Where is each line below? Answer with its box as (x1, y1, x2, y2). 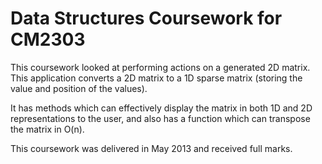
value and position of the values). (10, 82, 148, 94)
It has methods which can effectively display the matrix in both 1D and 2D (10, 102, 313, 114)
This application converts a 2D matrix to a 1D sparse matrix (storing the (10, 72, 303, 84)
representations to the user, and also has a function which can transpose (10, 112, 311, 124)
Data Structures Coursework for (10, 7, 283, 30)
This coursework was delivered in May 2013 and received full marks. (10, 142, 293, 154)
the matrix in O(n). (10, 123, 85, 135)
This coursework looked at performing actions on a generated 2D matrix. (10, 61, 311, 73)
